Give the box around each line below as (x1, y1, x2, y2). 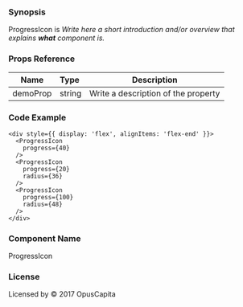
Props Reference (8, 53, 76, 64)
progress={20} (23, 165, 70, 173)
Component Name (8, 232, 82, 244)
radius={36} (23, 172, 63, 180)
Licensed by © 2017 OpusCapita (8, 289, 117, 299)
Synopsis (8, 6, 46, 18)
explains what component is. (8, 33, 105, 43)
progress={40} (23, 144, 70, 152)
